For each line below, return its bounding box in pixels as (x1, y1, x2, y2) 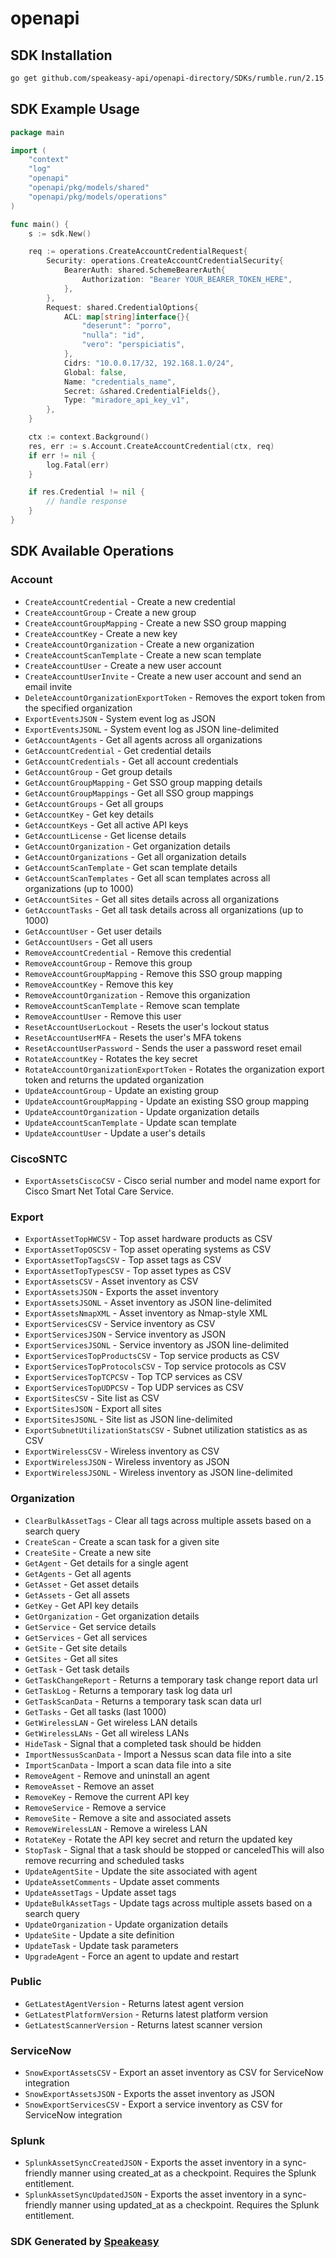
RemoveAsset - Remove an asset (24, 1780, 155, 1792)
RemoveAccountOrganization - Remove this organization (24, 988, 251, 1001)
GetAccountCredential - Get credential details (24, 744, 212, 756)
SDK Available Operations (10, 543, 175, 560)
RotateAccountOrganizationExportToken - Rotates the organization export (24, 1063, 325, 1075)
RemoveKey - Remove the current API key (24, 1790, 190, 1802)
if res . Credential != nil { (28, 487, 145, 497)
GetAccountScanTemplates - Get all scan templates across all (24, 872, 271, 884)
